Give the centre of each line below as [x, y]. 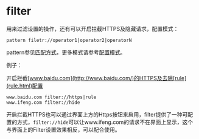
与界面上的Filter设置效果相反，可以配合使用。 [63, 129]
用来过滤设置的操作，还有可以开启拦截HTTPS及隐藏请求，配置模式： [93, 29]
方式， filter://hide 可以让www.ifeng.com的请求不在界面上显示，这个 [105, 122]
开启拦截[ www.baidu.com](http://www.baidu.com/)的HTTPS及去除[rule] [96, 78]
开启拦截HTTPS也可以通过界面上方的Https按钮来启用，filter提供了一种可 [97, 114]
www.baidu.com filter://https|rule [51, 97]
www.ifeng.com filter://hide [43, 102]
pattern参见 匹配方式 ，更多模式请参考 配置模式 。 [66, 52]
